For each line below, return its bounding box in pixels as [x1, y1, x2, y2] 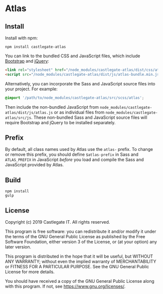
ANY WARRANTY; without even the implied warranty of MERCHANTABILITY [5, 259, 157, 264]
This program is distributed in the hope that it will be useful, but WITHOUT [5, 253, 153, 260]
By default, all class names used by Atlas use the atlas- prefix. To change [5, 147, 153, 152]
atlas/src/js [5, 115, 32, 120]
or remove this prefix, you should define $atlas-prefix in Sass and [5, 151, 139, 158]
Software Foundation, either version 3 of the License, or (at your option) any [5, 239, 157, 245]
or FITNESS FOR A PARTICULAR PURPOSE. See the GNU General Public [5, 264, 149, 270]
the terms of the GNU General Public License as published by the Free [5, 234, 146, 240]
